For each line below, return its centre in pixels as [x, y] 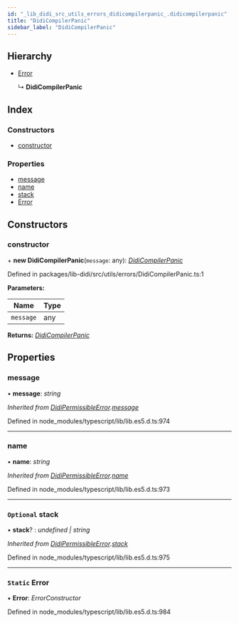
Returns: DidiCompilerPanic [49, 335]
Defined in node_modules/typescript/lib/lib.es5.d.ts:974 [89, 421]
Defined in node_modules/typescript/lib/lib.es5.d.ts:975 [89, 557]
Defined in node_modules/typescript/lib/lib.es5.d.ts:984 [89, 612]
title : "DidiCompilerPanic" [49, 21]
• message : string [34, 393]
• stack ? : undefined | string [49, 530]
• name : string [29, 461]
